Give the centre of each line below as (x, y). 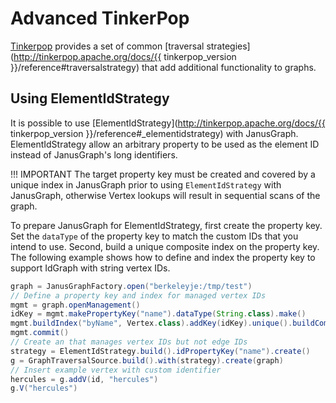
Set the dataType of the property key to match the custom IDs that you (154, 236)
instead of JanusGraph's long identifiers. (94, 154)
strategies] (228, 46)
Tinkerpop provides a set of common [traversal (107, 46)
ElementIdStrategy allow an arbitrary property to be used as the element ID (165, 144)
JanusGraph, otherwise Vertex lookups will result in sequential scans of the (165, 195)
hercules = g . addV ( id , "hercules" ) (84, 379)
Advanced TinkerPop (100, 18)
